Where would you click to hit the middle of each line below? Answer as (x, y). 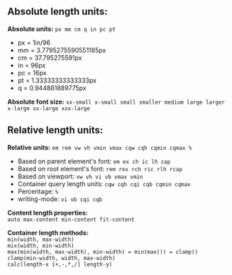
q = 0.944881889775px (52, 87)
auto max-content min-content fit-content (71, 220)
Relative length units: (55, 130)
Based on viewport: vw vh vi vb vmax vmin (80, 176)
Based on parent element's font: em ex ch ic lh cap (94, 161)
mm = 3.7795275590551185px (62, 50)
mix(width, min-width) (41, 246)
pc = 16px (32, 72)
